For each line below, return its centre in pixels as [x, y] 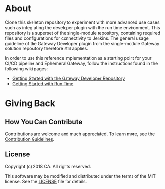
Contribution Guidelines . [30, 139]
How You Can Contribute [44, 122]
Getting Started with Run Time [43, 83]
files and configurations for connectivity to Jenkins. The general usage [77, 38]
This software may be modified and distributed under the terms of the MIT [81, 176]
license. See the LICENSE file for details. [46, 181]
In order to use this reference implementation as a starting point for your [78, 58]
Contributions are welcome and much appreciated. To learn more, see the [80, 134]
